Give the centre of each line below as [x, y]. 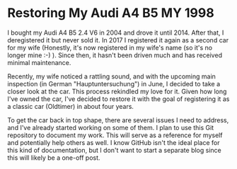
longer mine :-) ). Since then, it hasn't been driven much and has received [115, 55]
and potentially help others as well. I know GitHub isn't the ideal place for [114, 142]
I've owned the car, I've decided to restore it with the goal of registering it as [118, 99]
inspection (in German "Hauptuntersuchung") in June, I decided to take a [114, 83]
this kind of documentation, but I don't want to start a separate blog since [114, 150]
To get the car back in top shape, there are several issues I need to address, [118, 120]
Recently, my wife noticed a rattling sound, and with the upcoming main [111, 76]
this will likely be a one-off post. [54, 158]
